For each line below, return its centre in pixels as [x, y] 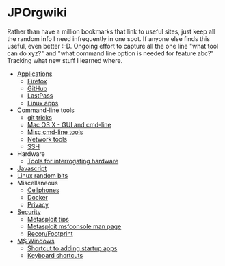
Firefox [37, 81]
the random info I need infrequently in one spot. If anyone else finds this [109, 38]
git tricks [40, 117]
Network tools [47, 139]
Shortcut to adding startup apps [72, 248]
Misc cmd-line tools [55, 132]
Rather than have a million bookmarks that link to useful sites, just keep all [111, 31]
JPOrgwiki [37, 13]
